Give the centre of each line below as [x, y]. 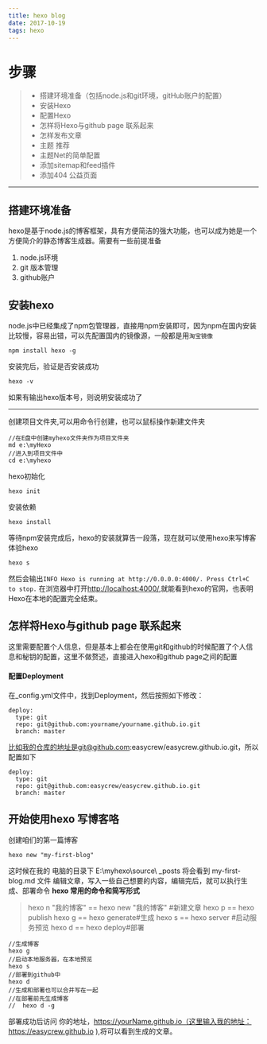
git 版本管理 [39, 268]
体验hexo [23, 547]
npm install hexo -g [43, 351]
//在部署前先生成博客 [39, 999]
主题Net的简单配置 [70, 155]
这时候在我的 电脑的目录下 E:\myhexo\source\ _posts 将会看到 [109, 871]
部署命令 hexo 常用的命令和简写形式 [81, 891]
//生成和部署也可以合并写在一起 [53, 990]
